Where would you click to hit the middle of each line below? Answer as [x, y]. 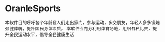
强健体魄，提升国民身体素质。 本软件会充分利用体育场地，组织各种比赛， [79, 28]
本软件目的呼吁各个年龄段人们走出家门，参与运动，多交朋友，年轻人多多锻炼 [82, 22]
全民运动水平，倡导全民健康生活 [41, 34]
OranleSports [33, 8]
